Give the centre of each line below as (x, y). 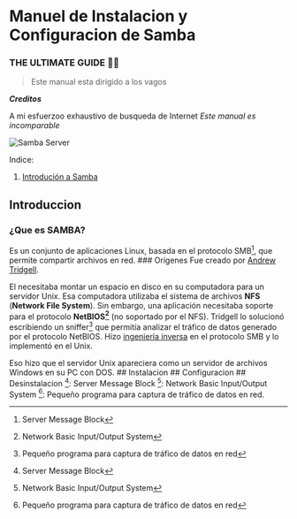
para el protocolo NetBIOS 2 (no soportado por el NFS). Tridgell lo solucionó (147, 316)
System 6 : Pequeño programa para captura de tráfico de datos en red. (137, 393)
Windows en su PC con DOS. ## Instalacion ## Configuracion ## (128, 372)
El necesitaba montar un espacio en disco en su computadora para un (137, 286)
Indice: (22, 160)
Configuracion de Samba (103, 35)
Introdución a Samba (60, 177)
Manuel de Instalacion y (99, 16)
